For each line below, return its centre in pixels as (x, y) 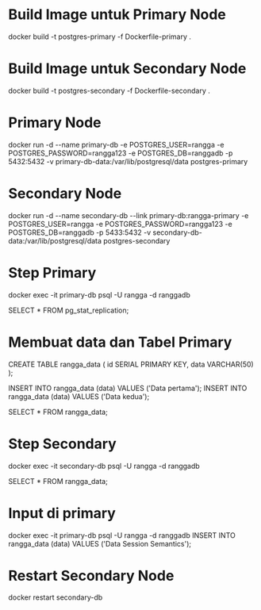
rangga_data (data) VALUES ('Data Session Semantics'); (100, 543)
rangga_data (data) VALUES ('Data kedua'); (79, 396)
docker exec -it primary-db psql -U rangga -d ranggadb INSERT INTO (122, 535)
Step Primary (52, 272)
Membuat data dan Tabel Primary (120, 342)
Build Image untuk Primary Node (117, 15)
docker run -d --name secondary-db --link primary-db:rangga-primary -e (129, 215)
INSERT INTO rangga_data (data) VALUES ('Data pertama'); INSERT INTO (128, 388)
